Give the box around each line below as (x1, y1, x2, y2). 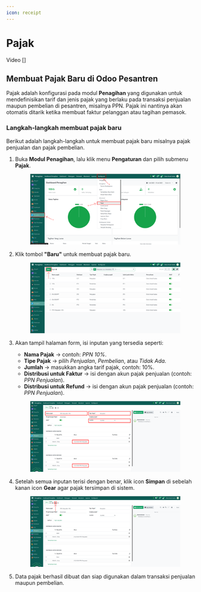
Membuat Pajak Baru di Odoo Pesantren (6, 73, 158, 84)
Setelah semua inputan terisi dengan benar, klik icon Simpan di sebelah (14, 478, 192, 485)
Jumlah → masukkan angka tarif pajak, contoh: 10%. (23, 364, 155, 371)
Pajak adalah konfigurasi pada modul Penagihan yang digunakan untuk (6, 90, 183, 97)
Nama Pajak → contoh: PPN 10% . (23, 351, 107, 358)
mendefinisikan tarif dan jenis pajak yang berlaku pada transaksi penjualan (6, 96, 191, 103)
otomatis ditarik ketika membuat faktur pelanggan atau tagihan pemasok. (6, 109, 187, 116)
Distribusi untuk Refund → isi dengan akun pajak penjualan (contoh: (23, 383, 194, 390)
